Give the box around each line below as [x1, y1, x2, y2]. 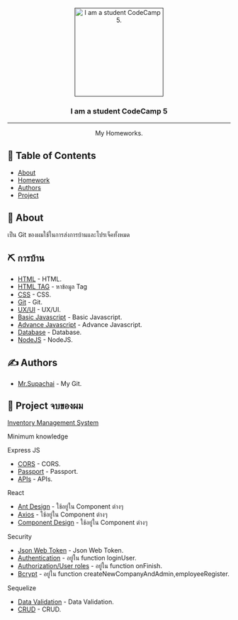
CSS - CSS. [17, 290, 52, 299]
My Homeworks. [95, 129, 143, 138]
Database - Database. [17, 328, 82, 336]
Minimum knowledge [7, 432, 69, 441]
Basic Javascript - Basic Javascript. [17, 313, 123, 321]
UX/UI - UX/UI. [17, 305, 62, 314]
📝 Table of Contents [7, 150, 96, 162]
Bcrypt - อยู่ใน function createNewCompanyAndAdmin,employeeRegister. [17, 570, 230, 578]
